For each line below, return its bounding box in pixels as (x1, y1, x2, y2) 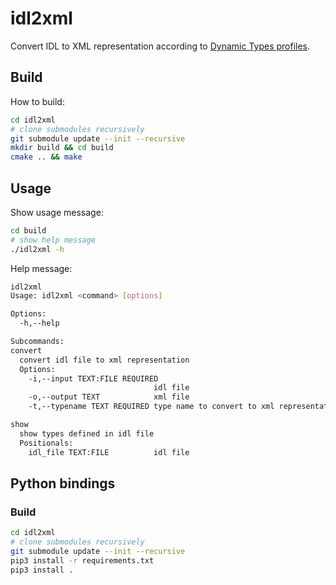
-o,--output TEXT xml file (28, 392, 190, 402)
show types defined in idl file (19, 428, 155, 439)
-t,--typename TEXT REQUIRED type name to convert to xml (28, 402, 275, 412)
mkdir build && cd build (10, 143, 114, 153)
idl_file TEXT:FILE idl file (28, 447, 190, 457)
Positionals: (19, 438, 74, 448)
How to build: (10, 95, 65, 107)
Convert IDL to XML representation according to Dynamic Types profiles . (10, 40, 311, 52)
